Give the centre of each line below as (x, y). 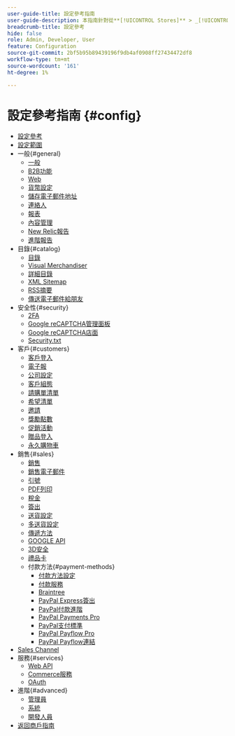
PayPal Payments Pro (69, 617)
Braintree (51, 592)
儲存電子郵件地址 (52, 196)
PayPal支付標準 (60, 626)
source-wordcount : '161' (43, 66)
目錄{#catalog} (39, 249)
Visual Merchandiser (57, 266)
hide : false (24, 33)
